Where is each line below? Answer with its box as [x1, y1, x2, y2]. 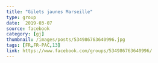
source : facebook [6, 25, 50, 32]
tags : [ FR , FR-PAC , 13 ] [6, 43, 61, 49]
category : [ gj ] [6, 31, 45, 37]
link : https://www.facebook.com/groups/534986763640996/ [6, 48, 153, 54]
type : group [6, 14, 36, 20]
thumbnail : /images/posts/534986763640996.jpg [6, 37, 125, 43]
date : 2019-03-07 [6, 20, 52, 26]
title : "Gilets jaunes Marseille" [6, 8, 93, 15]
